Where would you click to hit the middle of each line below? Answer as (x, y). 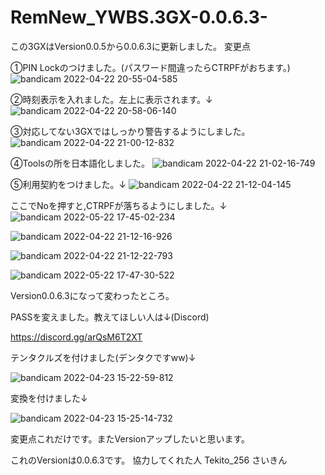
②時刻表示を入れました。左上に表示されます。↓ (111, 99)
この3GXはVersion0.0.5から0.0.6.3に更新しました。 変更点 (130, 46)
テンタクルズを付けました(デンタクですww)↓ (103, 357)
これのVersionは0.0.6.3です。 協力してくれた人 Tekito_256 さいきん (149, 460)
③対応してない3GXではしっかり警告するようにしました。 (130, 131)
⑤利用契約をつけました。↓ (68, 184)
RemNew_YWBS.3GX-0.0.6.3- (139, 17)
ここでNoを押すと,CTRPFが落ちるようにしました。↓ (119, 205)
